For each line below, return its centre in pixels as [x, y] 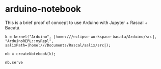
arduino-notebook [43, 9]
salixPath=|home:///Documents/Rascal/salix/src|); [58, 45]
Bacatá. [13, 27]
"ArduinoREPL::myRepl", [29, 41]
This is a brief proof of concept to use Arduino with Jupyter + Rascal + [77, 23]
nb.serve [14, 62]
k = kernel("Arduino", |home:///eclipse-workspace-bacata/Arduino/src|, [81, 37]
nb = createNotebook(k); [30, 54]
